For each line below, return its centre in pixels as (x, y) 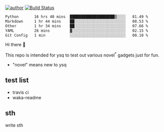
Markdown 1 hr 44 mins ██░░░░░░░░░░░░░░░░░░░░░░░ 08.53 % (77, 21)
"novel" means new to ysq (39, 65)
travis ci (20, 92)
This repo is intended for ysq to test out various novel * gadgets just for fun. (82, 55)
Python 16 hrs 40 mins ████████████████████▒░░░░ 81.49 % (77, 17)
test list (17, 80)
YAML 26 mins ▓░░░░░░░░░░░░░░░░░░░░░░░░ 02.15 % (77, 31)
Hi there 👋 (15, 45)
